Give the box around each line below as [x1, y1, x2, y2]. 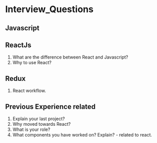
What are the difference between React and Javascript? [12, 54, 128, 60]
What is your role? [12, 126, 50, 132]
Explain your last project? [12, 116, 65, 122]
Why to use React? [12, 60, 52, 66]
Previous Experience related [5, 102, 96, 111]
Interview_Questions [5, 4, 94, 15]
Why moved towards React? [12, 121, 71, 127]
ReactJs [5, 40, 32, 49]
